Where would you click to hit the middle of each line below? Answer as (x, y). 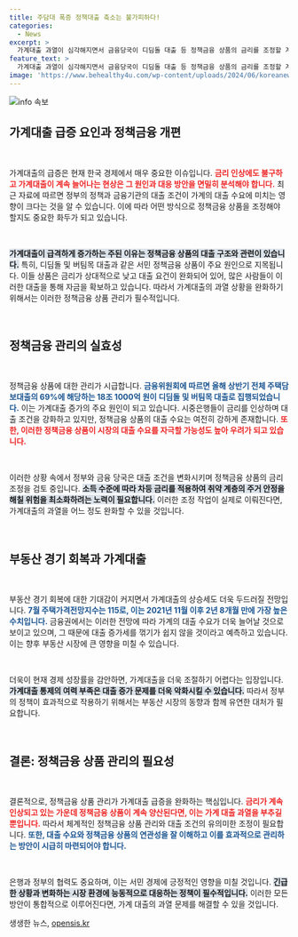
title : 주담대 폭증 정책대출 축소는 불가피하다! (85, 17)
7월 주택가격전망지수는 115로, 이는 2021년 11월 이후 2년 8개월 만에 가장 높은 (158, 611)
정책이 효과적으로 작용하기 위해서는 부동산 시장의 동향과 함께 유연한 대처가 (146, 702)
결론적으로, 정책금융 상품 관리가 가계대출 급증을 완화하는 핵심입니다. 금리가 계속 (146, 801)
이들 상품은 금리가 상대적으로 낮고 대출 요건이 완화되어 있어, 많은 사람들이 (147, 276)
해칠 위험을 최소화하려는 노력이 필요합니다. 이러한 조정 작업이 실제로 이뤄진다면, (146, 500)
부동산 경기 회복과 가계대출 (78, 559)
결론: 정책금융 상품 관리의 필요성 (92, 761)
